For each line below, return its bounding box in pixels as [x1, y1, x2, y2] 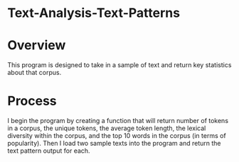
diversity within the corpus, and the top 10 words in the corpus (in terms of [7, 132, 226, 140]
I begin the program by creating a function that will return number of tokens [7, 117, 229, 125]
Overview [7, 37, 66, 54]
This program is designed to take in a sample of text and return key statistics [7, 61, 232, 69]
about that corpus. [7, 69, 62, 77]
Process [7, 93, 57, 109]
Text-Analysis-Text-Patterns [7, 5, 180, 21]
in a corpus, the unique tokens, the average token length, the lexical [7, 124, 206, 132]
